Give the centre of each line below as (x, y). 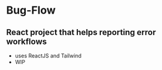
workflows (26, 41)
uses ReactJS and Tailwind (48, 56)
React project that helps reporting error (81, 32)
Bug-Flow (31, 10)
